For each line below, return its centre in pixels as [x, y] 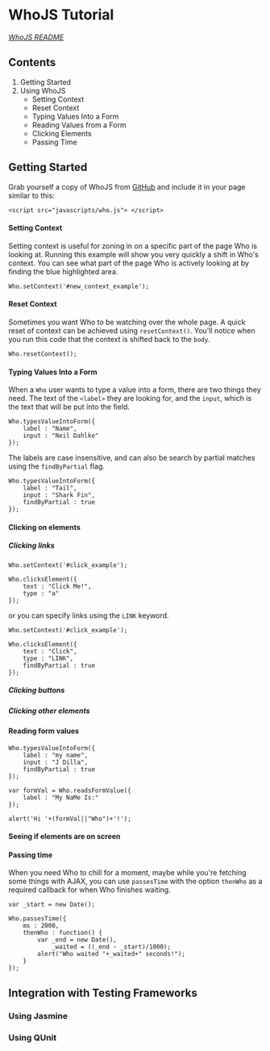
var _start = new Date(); [52, 905]
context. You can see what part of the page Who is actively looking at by [129, 263]
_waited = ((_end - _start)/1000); [111, 947]
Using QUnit [33, 1037]
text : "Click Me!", [57, 586]
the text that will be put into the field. [69, 407]
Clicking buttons [37, 690]
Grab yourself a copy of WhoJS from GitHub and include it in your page [127, 186]
